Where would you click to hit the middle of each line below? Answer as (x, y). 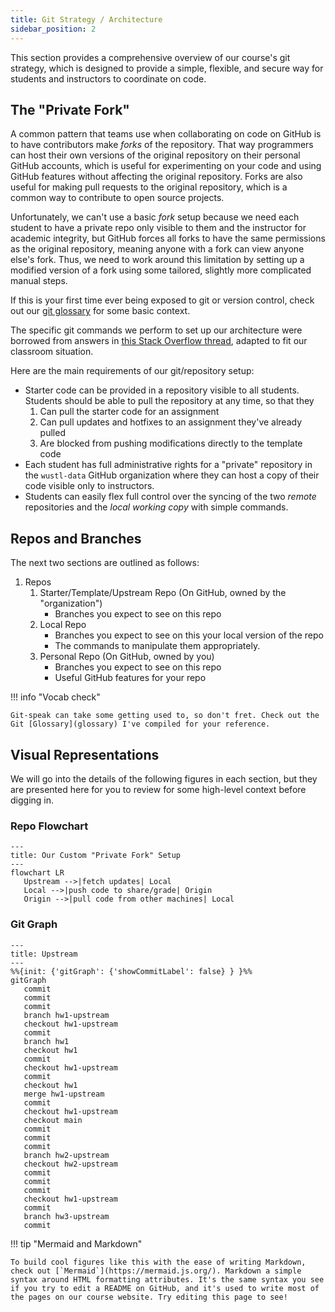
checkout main (53, 1120)
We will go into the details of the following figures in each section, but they (164, 778)
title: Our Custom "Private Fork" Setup (96, 856)
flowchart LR (37, 873)
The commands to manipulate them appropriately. (157, 646)
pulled (52, 433)
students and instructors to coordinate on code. (108, 78)
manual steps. (39, 281)
